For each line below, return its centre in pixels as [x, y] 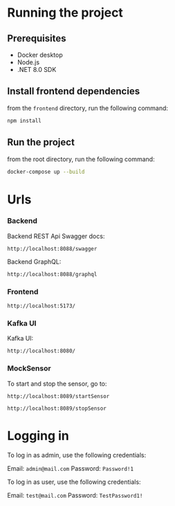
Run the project [41, 142]
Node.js [28, 62]
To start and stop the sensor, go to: [57, 383]
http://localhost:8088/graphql [52, 274]
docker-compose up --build [46, 172]
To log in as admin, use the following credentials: [77, 455]
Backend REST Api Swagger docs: [56, 236]
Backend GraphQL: [34, 262]
